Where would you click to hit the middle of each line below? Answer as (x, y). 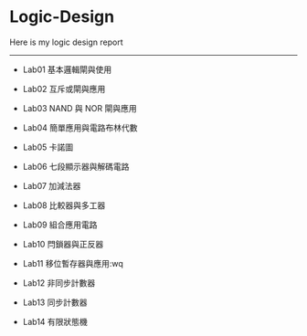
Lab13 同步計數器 (55, 302)
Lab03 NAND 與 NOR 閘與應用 (79, 108)
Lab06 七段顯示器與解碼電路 (76, 166)
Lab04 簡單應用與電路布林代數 (80, 127)
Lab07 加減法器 (52, 185)
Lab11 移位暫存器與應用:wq (73, 263)
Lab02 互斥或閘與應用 (64, 89)
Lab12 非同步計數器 (59, 283)
